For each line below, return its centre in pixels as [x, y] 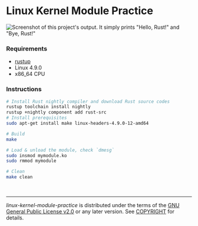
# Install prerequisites [37, 118]
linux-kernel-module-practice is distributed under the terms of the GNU [93, 205]
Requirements [27, 48]
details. [15, 218]
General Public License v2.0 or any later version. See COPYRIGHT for [90, 212]
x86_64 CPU [30, 74]
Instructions [24, 89]
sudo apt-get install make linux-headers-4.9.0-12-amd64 [77, 124]
